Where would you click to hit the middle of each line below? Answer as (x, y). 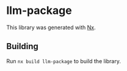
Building (22, 46)
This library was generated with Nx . (51, 27)
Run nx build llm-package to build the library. (64, 61)
